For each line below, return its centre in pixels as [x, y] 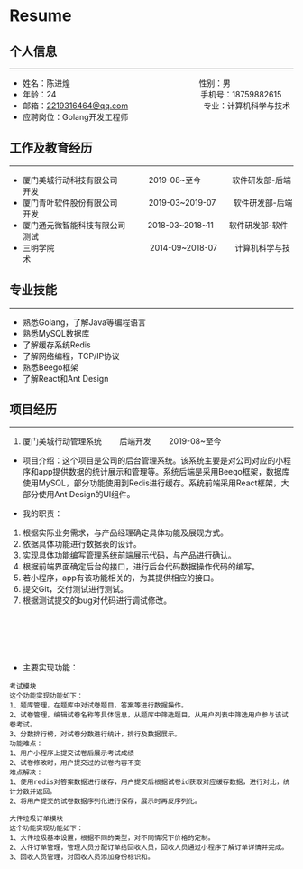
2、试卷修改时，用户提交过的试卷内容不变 [75, 763]
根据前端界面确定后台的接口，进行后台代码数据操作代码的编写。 [141, 567]
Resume [41, 16]
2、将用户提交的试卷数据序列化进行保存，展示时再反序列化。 [106, 801]
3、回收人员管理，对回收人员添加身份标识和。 [82, 857]
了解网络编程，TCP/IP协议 [71, 356]
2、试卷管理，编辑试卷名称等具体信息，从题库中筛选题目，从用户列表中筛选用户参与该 [146, 715]
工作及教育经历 [51, 148]
